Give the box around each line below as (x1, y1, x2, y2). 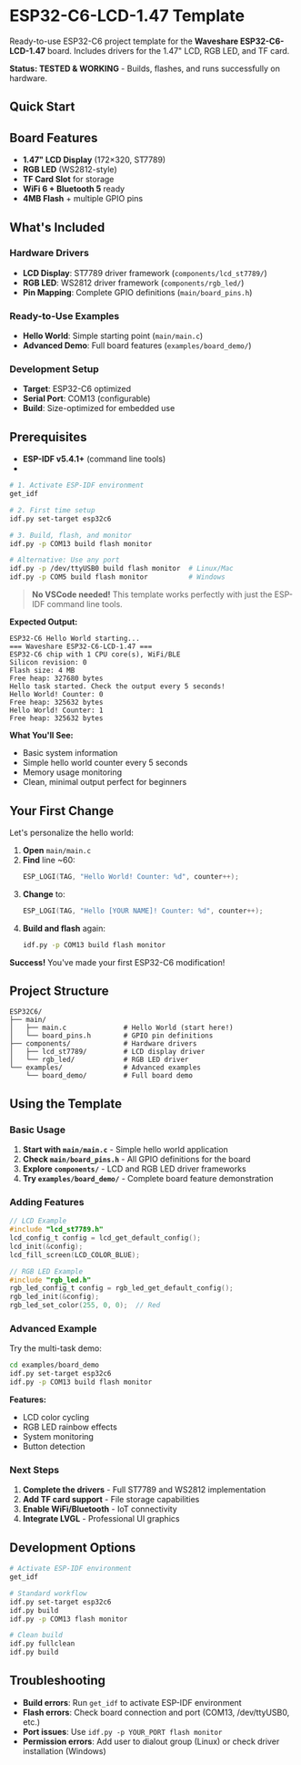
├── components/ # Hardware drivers (9, 1039, 197, 1048)
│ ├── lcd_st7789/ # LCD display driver (9, 1048, 206, 1057)
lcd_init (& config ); (9, 1242, 84, 1251)
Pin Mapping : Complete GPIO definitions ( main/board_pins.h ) (22, 286, 253, 297)
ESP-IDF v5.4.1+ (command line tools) (22, 453, 166, 465)
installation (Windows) (22, 1745, 106, 1756)
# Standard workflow (9, 1588, 88, 1598)
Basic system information (22, 748, 118, 759)
